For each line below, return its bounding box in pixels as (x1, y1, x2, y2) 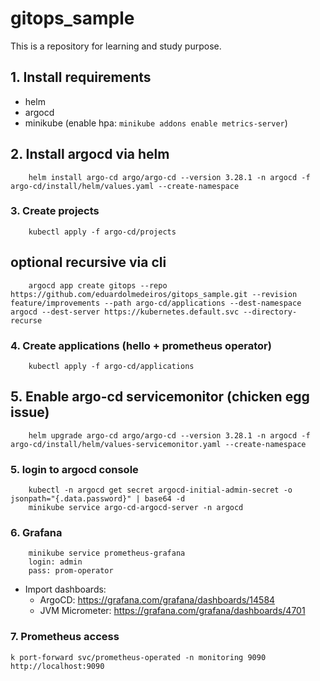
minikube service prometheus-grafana (28, 548, 186, 559)
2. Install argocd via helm (10, 146, 170, 163)
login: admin (28, 557, 83, 567)
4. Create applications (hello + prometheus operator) (10, 338, 272, 352)
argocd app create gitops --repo (28, 280, 168, 291)
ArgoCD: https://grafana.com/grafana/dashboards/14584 (39, 594, 276, 606)
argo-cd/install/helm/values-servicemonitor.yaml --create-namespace (10, 439, 307, 449)
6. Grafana (10, 526, 63, 539)
